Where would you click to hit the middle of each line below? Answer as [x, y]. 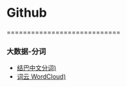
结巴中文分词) [36, 68]
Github [27, 13]
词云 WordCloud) [41, 77]
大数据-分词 [26, 52]
